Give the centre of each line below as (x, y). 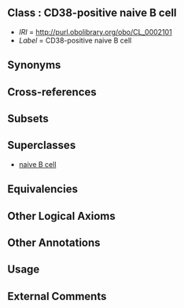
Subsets (28, 119)
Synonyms (34, 65)
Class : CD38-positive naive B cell (92, 13)
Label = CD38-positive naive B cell (75, 40)
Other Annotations (54, 242)
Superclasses (42, 145)
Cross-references (52, 92)
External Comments (57, 296)
